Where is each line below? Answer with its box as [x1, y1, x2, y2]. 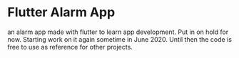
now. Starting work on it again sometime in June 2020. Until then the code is [7, 35, 232, 43]
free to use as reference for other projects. [7, 42, 133, 51]
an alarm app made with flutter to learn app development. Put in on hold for [7, 28, 229, 36]
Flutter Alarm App [7, 4, 116, 21]
